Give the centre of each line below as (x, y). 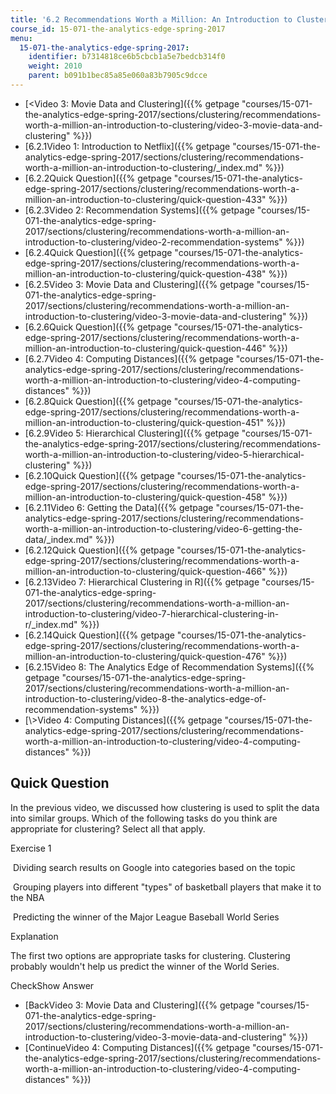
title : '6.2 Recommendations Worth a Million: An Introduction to (151, 19)
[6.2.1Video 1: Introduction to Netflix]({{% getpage (127, 146)
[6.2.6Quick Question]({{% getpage (98, 327)
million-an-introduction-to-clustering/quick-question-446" (145, 348)
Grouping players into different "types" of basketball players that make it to (167, 887)
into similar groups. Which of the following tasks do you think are (144, 818)
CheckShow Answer (52, 985)
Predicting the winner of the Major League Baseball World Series (146, 917)
